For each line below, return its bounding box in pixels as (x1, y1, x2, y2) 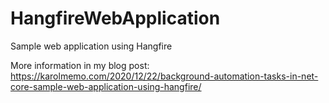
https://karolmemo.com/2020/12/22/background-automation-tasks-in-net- (10, 70, 319, 82)
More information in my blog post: (10, 59, 150, 71)
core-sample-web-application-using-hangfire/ (10, 80, 202, 92)
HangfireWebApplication (10, 7, 221, 30)
